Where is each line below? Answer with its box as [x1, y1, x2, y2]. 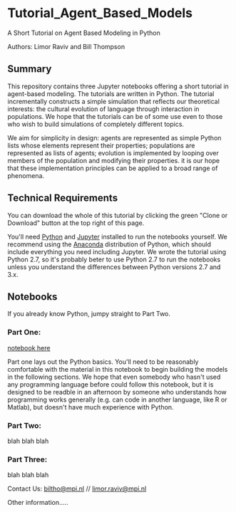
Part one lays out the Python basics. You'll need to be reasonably [7, 357, 199, 366]
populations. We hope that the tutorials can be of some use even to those [7, 112, 223, 120]
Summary [7, 63, 52, 75]
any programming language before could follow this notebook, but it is [7, 380, 214, 389]
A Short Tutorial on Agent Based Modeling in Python [7, 28, 160, 37]
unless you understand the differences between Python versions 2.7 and [7, 262, 221, 271]
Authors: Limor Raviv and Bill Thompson [7, 42, 125, 51]
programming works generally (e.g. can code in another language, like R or [7, 395, 227, 404]
